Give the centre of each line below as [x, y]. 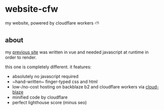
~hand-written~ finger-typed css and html [55, 82]
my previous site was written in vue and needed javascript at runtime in [77, 52]
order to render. [21, 57]
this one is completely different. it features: [48, 67]
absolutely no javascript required [45, 76]
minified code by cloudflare [40, 97]
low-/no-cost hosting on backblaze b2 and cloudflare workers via [78, 86]
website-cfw [32, 9]
